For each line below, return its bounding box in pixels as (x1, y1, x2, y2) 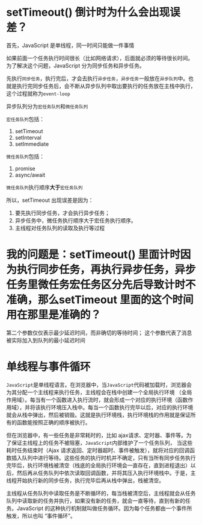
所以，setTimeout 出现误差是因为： (6, 196, 94, 204)
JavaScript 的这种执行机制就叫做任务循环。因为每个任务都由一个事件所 (16, 505, 192, 512)
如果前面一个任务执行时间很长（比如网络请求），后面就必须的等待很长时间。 (6, 54, 194, 61)
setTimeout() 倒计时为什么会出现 (6, 5, 170, 19)
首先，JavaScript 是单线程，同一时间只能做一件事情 (6, 42, 135, 49)
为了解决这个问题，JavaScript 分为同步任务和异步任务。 (6, 61, 145, 69)
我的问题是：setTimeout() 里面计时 (6, 248, 180, 262)
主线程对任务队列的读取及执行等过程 (14, 224, 105, 231)
